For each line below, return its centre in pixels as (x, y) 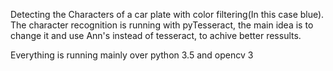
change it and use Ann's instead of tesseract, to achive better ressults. (156, 35)
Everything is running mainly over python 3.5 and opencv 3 (132, 55)
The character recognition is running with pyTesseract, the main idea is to (162, 25)
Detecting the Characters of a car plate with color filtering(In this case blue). (167, 14)
